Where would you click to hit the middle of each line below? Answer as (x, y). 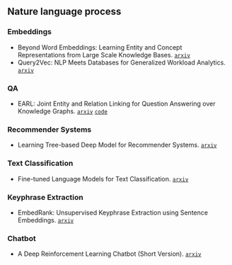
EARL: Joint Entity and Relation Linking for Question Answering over (116, 103)
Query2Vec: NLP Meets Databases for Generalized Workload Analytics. (122, 62)
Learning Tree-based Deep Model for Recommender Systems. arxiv (117, 145)
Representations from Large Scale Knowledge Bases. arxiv (104, 55)
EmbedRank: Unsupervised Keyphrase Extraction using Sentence (113, 213)
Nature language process (64, 12)
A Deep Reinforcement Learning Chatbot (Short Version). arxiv (109, 254)
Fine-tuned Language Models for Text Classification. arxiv (103, 179)
